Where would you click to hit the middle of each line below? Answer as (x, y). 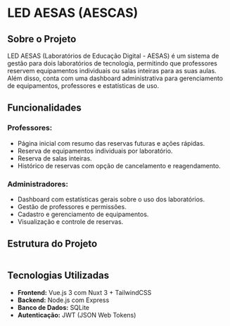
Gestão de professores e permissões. (72, 206)
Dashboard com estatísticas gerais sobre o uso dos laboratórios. (111, 199)
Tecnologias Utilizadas (58, 276)
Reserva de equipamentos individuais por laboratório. (95, 151)
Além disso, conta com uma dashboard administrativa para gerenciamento (115, 78)
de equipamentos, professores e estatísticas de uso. (83, 86)
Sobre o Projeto (42, 39)
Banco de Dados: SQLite (53, 307)
